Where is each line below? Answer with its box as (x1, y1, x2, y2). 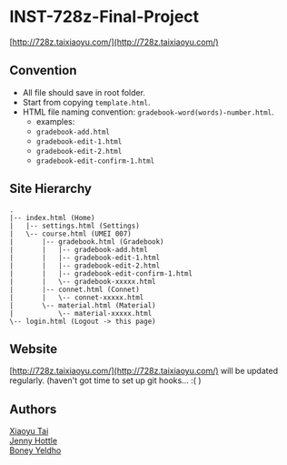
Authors (9, 401, 57, 417)
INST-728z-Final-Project (9, 6, 200, 27)
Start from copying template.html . (22, 96, 151, 107)
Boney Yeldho (9, 445, 62, 456)
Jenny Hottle (9, 435, 57, 447)
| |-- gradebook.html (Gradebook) (9, 237, 165, 247)
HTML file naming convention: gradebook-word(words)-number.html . (22, 106, 274, 117)
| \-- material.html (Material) (9, 300, 156, 310)
